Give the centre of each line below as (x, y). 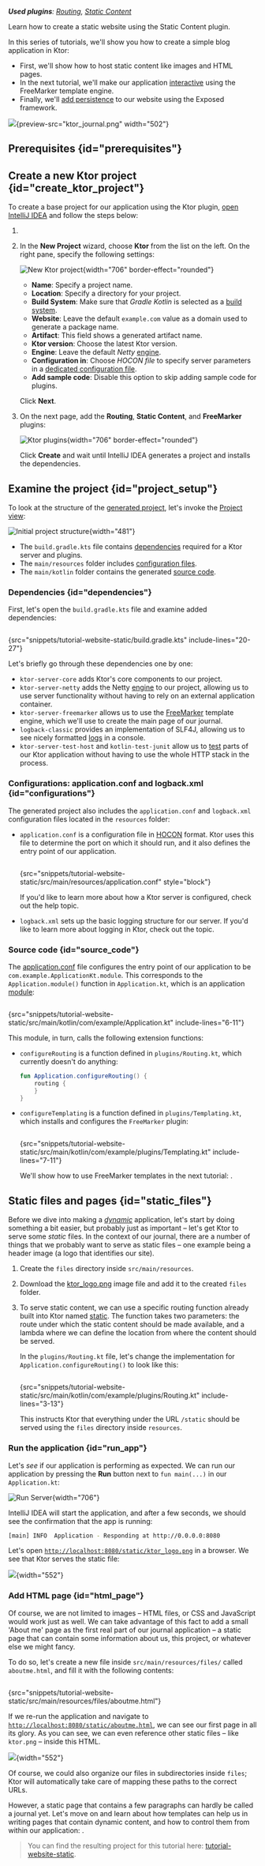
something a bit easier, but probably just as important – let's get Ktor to (123, 1228)
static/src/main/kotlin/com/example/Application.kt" (91, 1022)
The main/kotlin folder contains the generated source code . (118, 572)
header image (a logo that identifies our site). (82, 1253)
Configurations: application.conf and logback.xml (106, 784)
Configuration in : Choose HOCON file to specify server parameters (141, 361)
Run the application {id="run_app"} (78, 1448)
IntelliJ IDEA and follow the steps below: (73, 216)
